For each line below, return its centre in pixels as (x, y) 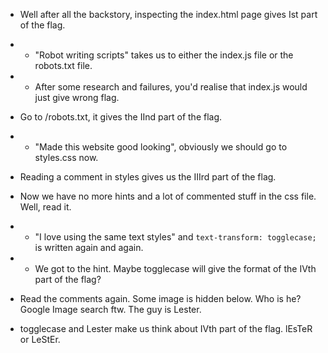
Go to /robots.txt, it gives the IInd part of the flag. (121, 117)
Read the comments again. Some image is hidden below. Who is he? (160, 298)
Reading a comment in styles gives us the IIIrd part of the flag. (148, 177)
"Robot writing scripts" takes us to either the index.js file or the (164, 55)
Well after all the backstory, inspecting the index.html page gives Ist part (168, 14)
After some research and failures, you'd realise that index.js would (171, 87)
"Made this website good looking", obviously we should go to (161, 147)
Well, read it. (45, 207)
